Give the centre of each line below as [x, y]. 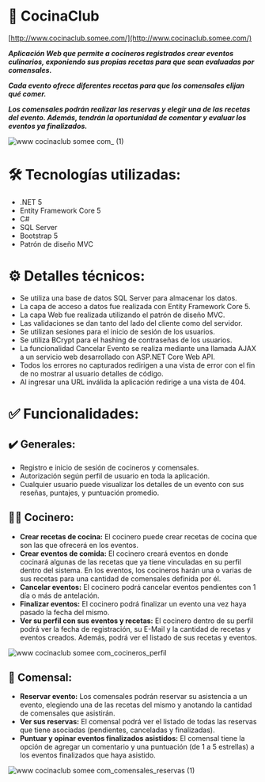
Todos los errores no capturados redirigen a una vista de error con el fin [137, 365]
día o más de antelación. [60, 595]
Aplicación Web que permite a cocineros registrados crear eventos [121, 53]
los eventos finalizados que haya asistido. [87, 755]
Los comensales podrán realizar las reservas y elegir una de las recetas [129, 109]
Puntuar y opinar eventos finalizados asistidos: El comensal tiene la [132, 739]
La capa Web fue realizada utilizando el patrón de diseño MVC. [122, 315]
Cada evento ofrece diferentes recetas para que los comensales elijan [127, 85]
